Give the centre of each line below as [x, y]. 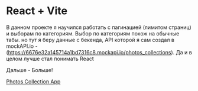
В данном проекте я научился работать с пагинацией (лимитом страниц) [99, 27]
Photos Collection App [33, 82]
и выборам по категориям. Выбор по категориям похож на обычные [93, 33]
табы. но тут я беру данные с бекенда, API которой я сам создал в [90, 40]
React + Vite [37, 11]
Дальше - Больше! [30, 70]
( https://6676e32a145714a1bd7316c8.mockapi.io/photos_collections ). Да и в [99, 52]
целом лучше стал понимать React [50, 58]
